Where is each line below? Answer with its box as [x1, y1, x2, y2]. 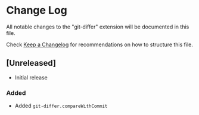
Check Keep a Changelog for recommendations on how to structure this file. [6, 41, 194, 48]
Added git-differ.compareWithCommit [14, 102, 108, 110]
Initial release [14, 74, 48, 81]
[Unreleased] [6, 58, 57, 68]
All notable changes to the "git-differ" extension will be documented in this [6, 23, 189, 30]
